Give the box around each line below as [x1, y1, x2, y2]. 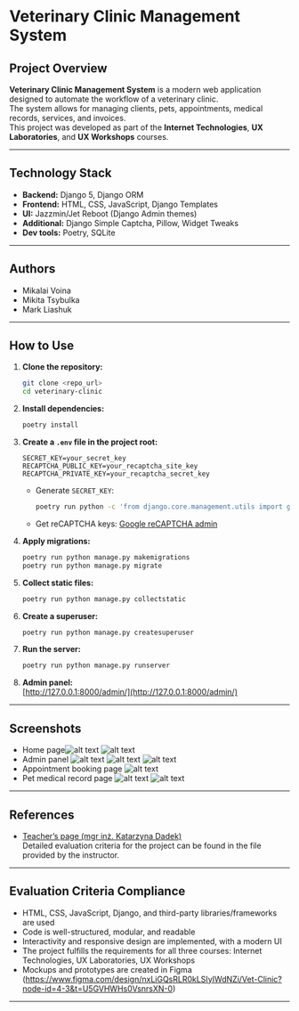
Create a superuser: [21, 610, 98, 621]
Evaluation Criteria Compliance [9, 884, 186, 899]
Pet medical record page [21, 773, 113, 784]
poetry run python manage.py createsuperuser [21, 628, 194, 637]
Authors [9, 261, 56, 277]
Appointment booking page [21, 763, 123, 774]
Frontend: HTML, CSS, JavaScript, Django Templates [21, 199, 218, 209]
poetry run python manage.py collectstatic [21, 594, 187, 603]
